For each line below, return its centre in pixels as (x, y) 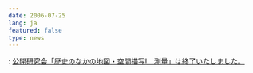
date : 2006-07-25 (37, 15)
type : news (26, 38)
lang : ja (23, 23)
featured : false (35, 30)
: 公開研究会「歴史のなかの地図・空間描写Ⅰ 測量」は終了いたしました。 (126, 61)
